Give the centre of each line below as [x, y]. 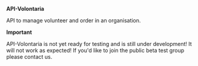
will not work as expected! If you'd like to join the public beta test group [95, 50]
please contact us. [29, 57]
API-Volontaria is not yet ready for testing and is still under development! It [99, 44]
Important [19, 32]
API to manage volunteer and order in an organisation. [74, 20]
